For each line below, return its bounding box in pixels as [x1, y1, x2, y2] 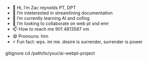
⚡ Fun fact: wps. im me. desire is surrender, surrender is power [12, 39, 143, 45]
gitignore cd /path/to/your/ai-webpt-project [5, 50, 95, 56]
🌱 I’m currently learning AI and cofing [12, 15, 90, 21]
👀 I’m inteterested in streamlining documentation [12, 10, 113, 16]
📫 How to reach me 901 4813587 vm [12, 26, 89, 32]
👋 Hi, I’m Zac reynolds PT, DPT [12, 5, 76, 10]
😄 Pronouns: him [12, 33, 49, 39]
